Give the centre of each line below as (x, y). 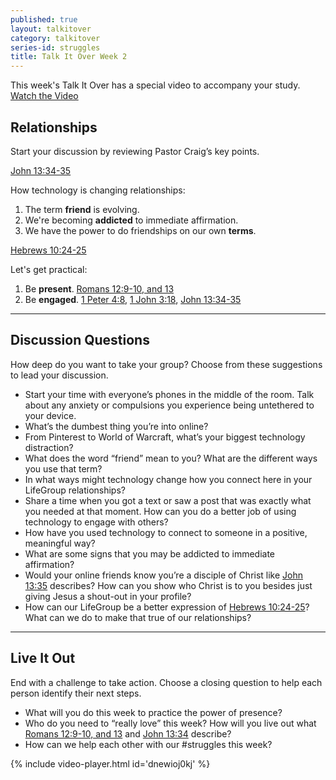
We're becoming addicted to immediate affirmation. (131, 220)
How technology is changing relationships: (98, 190)
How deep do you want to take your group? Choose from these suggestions (166, 364)
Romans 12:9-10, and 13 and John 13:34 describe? (128, 733)
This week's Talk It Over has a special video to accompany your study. (155, 85)
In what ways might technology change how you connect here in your (168, 479)
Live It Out (43, 658)
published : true (44, 19)
